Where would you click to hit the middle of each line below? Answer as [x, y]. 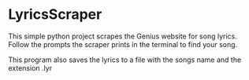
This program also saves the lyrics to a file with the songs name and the [125, 60]
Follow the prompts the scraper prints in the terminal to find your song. [123, 44]
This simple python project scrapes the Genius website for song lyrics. [123, 36]
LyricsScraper [55, 15]
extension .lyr [30, 67]
